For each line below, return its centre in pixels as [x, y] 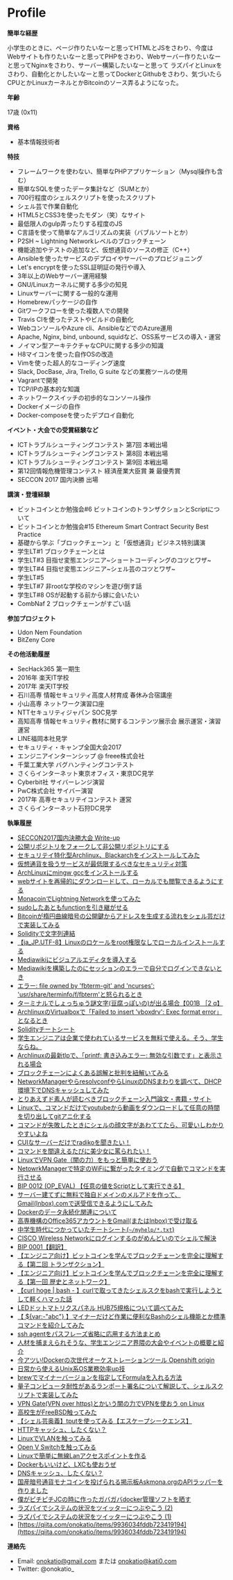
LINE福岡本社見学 [42, 738]
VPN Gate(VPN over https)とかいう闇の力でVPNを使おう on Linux [111, 1403]
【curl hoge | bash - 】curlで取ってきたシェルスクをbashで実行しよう [116, 1290]
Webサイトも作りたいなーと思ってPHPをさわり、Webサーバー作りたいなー [114, 56]
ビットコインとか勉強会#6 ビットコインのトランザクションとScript [112, 509]
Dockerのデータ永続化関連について [67, 1212]
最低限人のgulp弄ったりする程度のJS [70, 224]
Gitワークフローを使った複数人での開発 [73, 311]
